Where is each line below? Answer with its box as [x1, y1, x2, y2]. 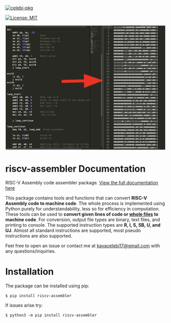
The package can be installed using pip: [5, 283, 89, 289]
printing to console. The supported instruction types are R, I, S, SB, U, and [5, 222, 161, 228]
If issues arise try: [5, 302, 43, 308]
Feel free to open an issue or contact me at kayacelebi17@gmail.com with [5, 243, 160, 249]
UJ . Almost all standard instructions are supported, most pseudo [5, 227, 141, 234]
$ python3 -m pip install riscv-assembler [5, 313, 97, 318]
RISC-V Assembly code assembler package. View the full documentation [5, 180, 158, 186]
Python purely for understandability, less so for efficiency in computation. [5, 206, 160, 212]
